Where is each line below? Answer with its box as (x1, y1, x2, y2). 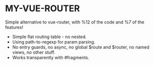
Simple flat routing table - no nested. (12, 34, 87, 40)
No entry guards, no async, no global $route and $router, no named (12, 44, 150, 50)
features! (5, 24, 24, 30)
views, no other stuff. (12, 49, 56, 55)
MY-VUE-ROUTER (5, 3, 80, 14)
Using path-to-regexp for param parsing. (12, 39, 95, 44)
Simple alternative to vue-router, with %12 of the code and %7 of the (5, 19, 145, 25)
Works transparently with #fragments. (12, 54, 90, 60)
